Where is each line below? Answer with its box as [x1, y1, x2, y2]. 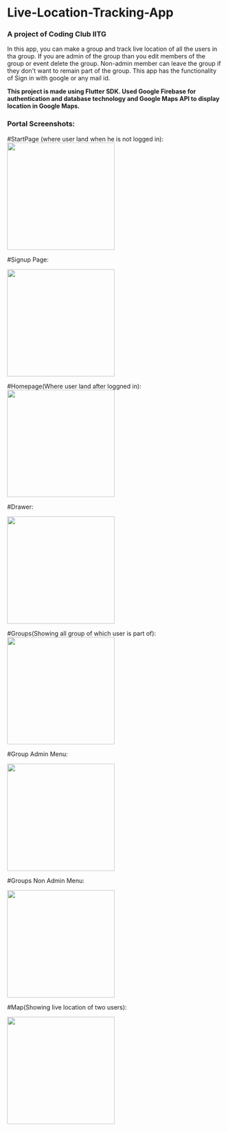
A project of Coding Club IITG [7, 30, 106, 39]
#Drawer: [7, 503, 34, 511]
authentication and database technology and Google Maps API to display [7, 95, 220, 103]
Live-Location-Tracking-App [7, 5, 174, 21]
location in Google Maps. [7, 102, 80, 111]
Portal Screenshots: [7, 119, 76, 128]
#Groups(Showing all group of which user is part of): [7, 629, 157, 637]
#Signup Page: [7, 255, 49, 264]
